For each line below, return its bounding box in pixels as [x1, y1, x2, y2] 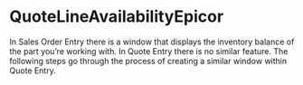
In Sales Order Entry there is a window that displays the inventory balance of [9, 36, 295, 47]
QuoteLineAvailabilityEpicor [9, 6, 224, 27]
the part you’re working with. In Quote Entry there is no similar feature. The [9, 45, 289, 56]
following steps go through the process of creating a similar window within [9, 55, 288, 66]
